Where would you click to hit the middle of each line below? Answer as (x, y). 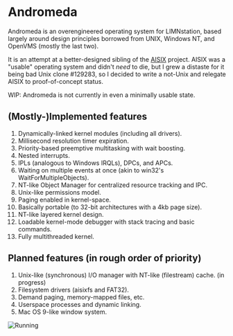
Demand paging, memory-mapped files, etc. (81, 297)
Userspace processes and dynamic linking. (79, 304)
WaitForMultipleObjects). (53, 177)
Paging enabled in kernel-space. (64, 200)
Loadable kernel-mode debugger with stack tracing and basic (106, 222)
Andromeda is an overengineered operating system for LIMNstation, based (115, 31)
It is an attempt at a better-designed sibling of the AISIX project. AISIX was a (117, 59)
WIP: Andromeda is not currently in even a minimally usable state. (102, 95)
